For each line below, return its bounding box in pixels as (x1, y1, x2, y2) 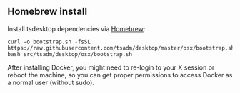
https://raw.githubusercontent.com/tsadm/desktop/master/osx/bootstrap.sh (7, 44, 235, 52)
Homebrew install (7, 6, 88, 18)
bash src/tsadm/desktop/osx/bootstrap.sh (7, 50, 133, 58)
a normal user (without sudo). (7, 78, 95, 87)
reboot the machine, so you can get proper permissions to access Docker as (7, 70, 233, 79)
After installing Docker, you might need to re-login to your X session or (7, 63, 215, 72)
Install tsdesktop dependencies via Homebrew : (7, 24, 146, 33)
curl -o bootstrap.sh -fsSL (7, 38, 91, 45)
